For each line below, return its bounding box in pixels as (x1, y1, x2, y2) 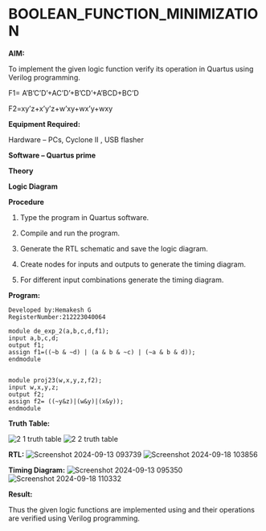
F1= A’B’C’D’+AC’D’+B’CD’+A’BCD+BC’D (8, 88, 139, 97)
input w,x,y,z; (8, 383, 59, 391)
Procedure (8, 197, 44, 206)
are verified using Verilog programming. (8, 513, 141, 523)
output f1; (8, 341, 45, 349)
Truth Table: (8, 419, 51, 428)
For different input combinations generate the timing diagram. (19, 275, 224, 284)
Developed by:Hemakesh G (8, 306, 92, 314)
